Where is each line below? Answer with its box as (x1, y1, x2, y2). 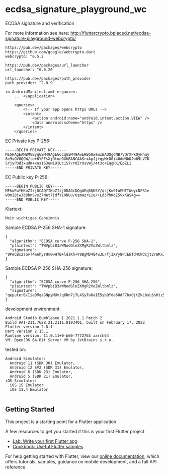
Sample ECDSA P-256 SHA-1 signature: (5, 224, 87, 230)
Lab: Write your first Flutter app (12, 438, 78, 444)
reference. (5, 464, 27, 470)
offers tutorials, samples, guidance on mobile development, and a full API (5, 458, 157, 464)
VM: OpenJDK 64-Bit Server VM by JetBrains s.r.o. (5, 337, 114, 342)
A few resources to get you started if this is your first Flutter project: (5, 428, 146, 434)
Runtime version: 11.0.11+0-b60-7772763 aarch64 (5, 333, 109, 338)
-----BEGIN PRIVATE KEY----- (5, 147, 66, 152)
